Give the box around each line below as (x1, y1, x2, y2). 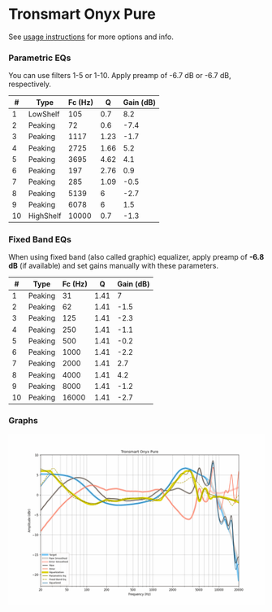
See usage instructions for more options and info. (8, 32, 175, 42)
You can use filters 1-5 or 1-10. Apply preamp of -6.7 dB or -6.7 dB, (8, 71, 231, 81)
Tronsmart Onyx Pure (8, 5, 156, 24)
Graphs (8, 415, 38, 426)
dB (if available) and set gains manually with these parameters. (8, 261, 219, 271)
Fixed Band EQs (8, 234, 71, 245)
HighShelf (28, 211, 62, 221)
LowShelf (28, 109, 60, 119)
